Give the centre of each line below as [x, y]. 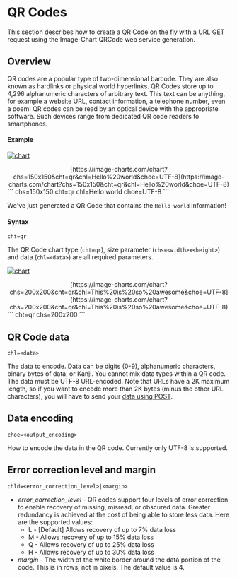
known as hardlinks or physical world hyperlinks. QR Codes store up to [110, 86]
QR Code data [38, 337]
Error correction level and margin [82, 470]
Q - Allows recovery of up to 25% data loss [91, 544]
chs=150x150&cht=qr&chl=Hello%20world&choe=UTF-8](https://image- [119, 177]
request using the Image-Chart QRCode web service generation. [102, 39]
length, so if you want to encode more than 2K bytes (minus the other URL [116, 389]
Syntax [18, 222]
